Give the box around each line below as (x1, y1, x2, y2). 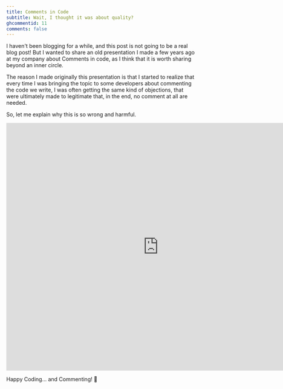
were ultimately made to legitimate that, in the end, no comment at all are (6, 93, 188, 100)
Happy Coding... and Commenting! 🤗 (6, 376, 98, 383)
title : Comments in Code (6, 8, 69, 15)
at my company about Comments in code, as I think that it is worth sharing (6, 55, 192, 62)
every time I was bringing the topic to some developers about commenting (6, 80, 192, 87)
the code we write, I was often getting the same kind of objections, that (6, 86, 184, 94)
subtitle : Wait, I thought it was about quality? (6, 15, 134, 21)
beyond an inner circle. (6, 62, 63, 69)
